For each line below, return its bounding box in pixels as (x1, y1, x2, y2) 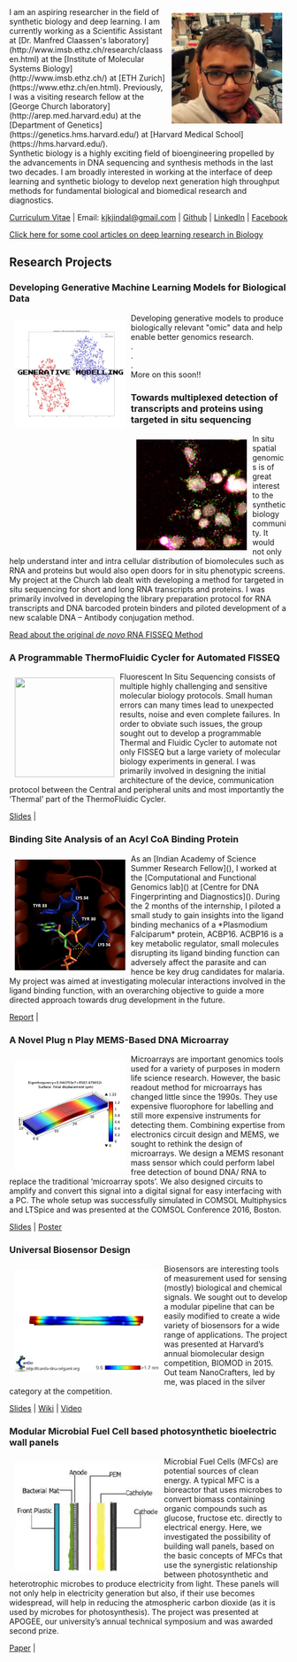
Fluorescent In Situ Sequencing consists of (119, 671, 276, 683)
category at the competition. (9, 1386, 113, 1396)
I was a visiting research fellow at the (9, 91, 144, 102)
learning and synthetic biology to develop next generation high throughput (9, 176, 280, 187)
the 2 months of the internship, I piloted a (131, 901, 281, 911)
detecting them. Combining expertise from (131, 1119, 286, 1130)
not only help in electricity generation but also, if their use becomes (9, 1588, 255, 1599)
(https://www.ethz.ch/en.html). (9, 82, 122, 92)
